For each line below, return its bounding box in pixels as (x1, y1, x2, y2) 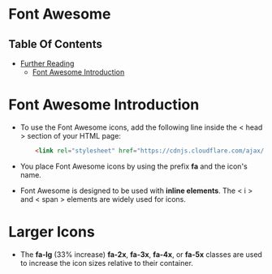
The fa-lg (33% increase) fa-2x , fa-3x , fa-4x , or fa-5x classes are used (19, 249, 262, 259)
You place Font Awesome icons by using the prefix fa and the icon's (19, 161, 248, 171)
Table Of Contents (8, 37, 103, 51)
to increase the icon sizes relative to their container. (19, 258, 193, 268)
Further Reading (19, 58, 75, 68)
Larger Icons (8, 223, 95, 241)
